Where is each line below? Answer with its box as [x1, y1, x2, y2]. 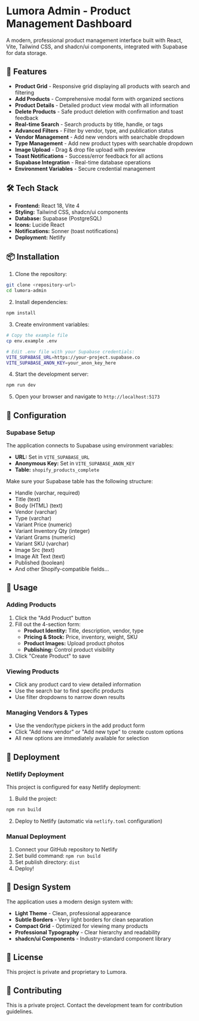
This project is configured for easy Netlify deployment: [6, 783, 141, 790]
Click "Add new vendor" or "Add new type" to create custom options [14, 728, 184, 735]
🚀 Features [6, 67, 47, 77]
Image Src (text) [14, 546, 55, 553]
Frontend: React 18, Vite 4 [14, 202, 80, 209]
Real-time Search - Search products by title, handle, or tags [14, 121, 163, 128]
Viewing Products [6, 667, 59, 676]
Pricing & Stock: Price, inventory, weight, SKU [23, 633, 138, 640]
